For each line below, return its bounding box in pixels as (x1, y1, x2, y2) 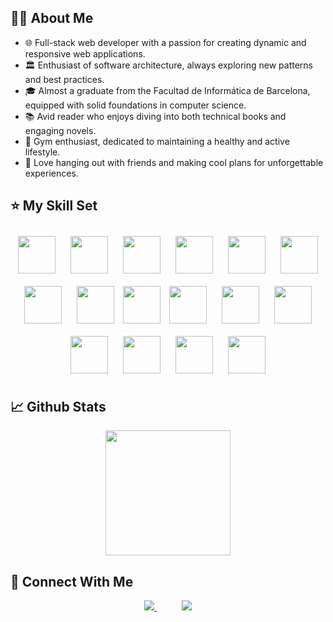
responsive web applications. (24, 47, 146, 60)
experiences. (24, 167, 79, 179)
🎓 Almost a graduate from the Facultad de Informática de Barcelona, (24, 84, 311, 96)
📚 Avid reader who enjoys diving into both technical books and (24, 110, 287, 122)
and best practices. (24, 73, 105, 85)
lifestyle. (24, 146, 61, 158)
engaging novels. (24, 124, 97, 136)
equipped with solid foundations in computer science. (24, 99, 247, 111)
